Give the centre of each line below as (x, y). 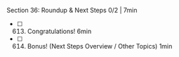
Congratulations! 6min (59, 31)
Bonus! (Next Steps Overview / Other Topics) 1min (100, 46)
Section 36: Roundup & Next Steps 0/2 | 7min (72, 10)
